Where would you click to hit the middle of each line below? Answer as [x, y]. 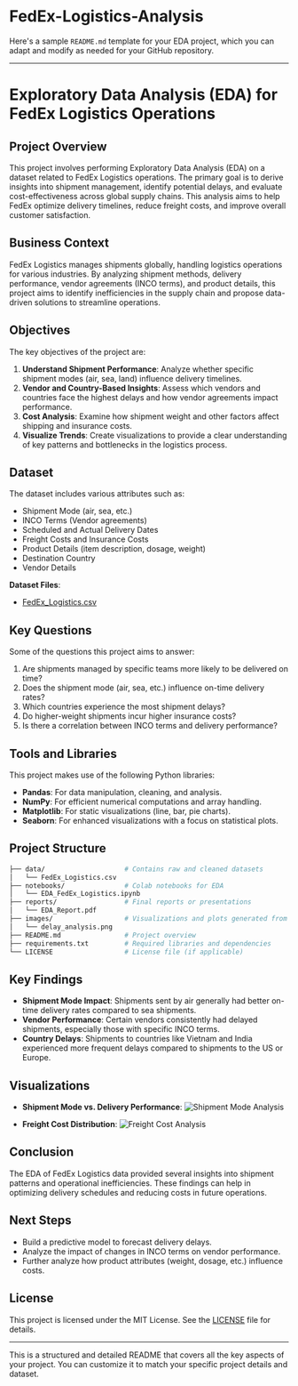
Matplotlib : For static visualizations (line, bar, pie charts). [126, 811]
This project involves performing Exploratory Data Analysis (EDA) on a [137, 167]
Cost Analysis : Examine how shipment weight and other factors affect [150, 416]
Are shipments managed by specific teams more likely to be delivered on [155, 669]
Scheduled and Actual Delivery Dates [90, 530]
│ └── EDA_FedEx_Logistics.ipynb [75, 894]
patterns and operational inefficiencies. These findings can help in [130, 1183]
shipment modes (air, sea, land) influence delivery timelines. [132, 378]
